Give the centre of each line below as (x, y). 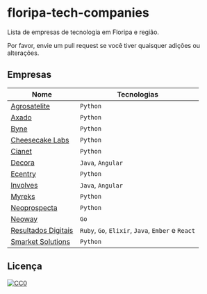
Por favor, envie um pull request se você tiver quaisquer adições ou (104, 45)
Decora (23, 163)
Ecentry (24, 174)
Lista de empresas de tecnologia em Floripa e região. (83, 32)
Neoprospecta (34, 208)
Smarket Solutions (41, 241)
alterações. (23, 53)
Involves (24, 185)
